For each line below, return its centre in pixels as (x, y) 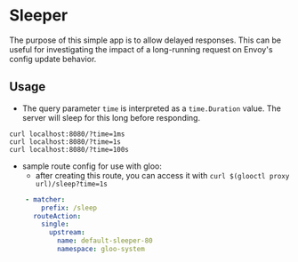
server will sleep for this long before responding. (111, 117)
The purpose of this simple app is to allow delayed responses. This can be (145, 40)
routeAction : (57, 216)
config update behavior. (53, 59)
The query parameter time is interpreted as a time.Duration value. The (152, 108)
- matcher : (45, 199)
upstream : (67, 233)
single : (55, 224)
